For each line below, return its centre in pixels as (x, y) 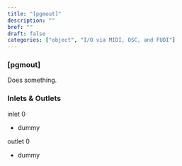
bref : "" (20, 27)
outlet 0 (19, 141)
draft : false (27, 34)
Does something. (32, 80)
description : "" (31, 20)
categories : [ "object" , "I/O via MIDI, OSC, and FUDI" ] (91, 40)
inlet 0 (17, 114)
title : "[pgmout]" (34, 14)
